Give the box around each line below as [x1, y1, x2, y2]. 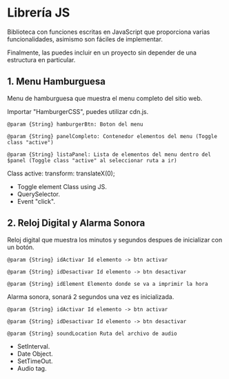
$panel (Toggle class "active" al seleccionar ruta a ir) [7, 157, 177, 164]
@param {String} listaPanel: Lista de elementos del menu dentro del [7, 150, 212, 158]
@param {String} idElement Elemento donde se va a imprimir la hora [7, 280, 208, 287]
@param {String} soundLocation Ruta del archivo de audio [7, 330, 177, 337]
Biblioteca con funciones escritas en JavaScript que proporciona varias [7, 28, 210, 36]
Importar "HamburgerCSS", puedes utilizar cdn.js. [7, 107, 149, 115]
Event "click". [17, 197, 55, 205]
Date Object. [17, 349, 53, 358]
